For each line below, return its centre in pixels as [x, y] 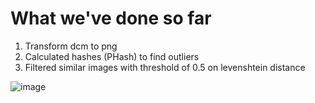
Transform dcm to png [71, 46]
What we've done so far [111, 18]
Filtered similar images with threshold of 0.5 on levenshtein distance [165, 67]
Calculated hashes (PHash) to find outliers [112, 56]
